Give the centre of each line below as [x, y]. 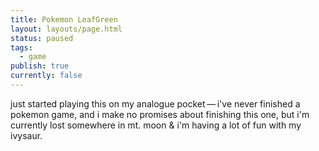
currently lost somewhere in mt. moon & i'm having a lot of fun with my [156, 125]
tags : [21, 47]
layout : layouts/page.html [66, 29]
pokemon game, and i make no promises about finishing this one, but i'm [160, 114]
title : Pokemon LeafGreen [64, 19]
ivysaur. [26, 135]
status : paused [42, 38]
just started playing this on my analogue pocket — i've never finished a [155, 103]
